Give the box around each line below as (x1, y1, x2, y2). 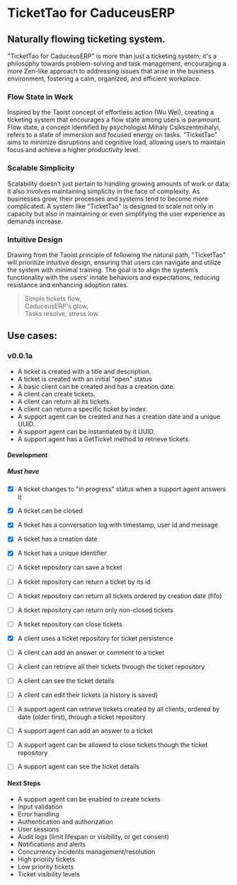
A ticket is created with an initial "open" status (17, 375, 152, 383)
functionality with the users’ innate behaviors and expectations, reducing (7, 273, 220, 281)
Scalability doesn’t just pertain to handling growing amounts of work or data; (7, 179, 231, 188)
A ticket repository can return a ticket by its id (17, 578, 151, 586)
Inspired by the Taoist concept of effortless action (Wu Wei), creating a (7, 108, 214, 117)
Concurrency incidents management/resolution (17, 847, 156, 856)
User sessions (17, 825, 59, 833)
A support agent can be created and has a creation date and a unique (17, 412, 221, 421)
